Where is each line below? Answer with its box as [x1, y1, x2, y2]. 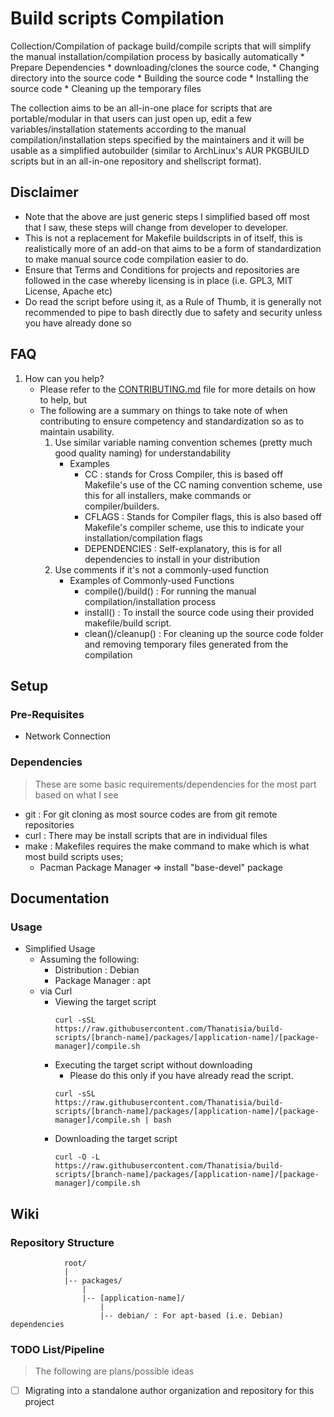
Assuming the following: [39, 953, 140, 966]
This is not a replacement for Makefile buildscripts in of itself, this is [24, 232, 303, 244]
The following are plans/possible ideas [34, 1365, 195, 1377]
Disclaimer [10, 184, 79, 201]
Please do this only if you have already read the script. [69, 1070, 294, 1082]
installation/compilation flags [84, 532, 203, 544]
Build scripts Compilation [10, 7, 225, 30]
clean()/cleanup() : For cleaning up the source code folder [84, 627, 324, 639]
